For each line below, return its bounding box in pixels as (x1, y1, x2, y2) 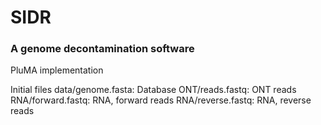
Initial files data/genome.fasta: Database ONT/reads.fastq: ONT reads (10, 84, 297, 96)
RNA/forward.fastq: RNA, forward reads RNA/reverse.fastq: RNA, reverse (10, 94, 312, 106)
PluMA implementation (10, 64, 104, 76)
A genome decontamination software (10, 42, 195, 56)
